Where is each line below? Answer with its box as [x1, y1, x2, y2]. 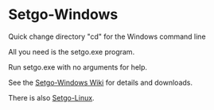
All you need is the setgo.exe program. [8, 47, 135, 56]
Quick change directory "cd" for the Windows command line [8, 32, 206, 41]
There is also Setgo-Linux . [8, 93, 95, 102]
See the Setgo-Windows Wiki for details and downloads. [8, 78, 193, 87]
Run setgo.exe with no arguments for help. [8, 62, 148, 72]
